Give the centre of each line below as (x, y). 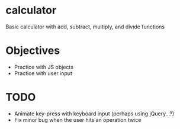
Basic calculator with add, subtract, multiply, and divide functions (85, 27)
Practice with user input (43, 73)
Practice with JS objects (44, 67)
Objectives (33, 51)
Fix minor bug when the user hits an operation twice (78, 120)
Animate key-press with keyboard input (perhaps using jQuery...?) (94, 114)
